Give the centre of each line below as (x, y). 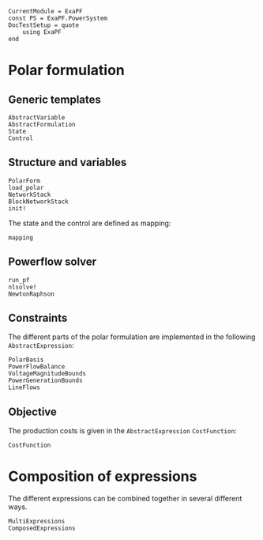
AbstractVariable (37, 118)
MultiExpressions (37, 522)
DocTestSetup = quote (44, 25)
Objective (33, 412)
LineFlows (24, 387)
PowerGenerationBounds (45, 381)
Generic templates (54, 99)
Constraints (38, 318)
